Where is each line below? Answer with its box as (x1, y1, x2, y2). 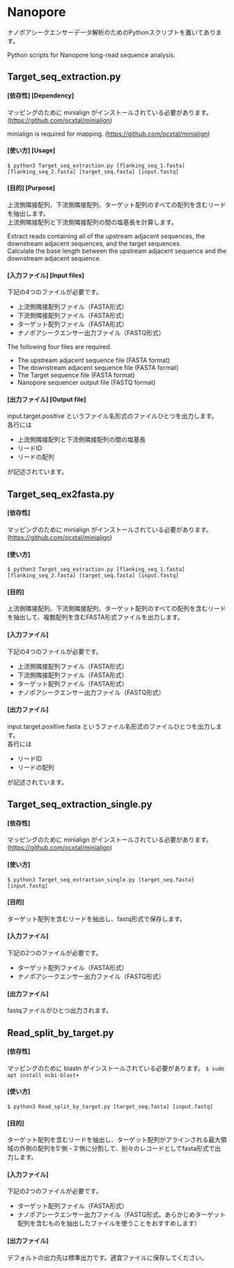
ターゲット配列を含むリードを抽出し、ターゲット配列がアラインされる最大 (7, 1136, 221, 1144)
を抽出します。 (7, 209, 50, 217)
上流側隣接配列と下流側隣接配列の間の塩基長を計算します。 (7, 217, 178, 226)
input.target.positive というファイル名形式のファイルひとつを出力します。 (7, 412, 218, 420)
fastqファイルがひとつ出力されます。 (7, 1006, 113, 1014)
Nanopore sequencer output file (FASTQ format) (17, 378, 156, 387)
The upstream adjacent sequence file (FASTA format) (17, 356, 171, 364)
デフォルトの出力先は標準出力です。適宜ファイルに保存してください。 (7, 1253, 208, 1262)
